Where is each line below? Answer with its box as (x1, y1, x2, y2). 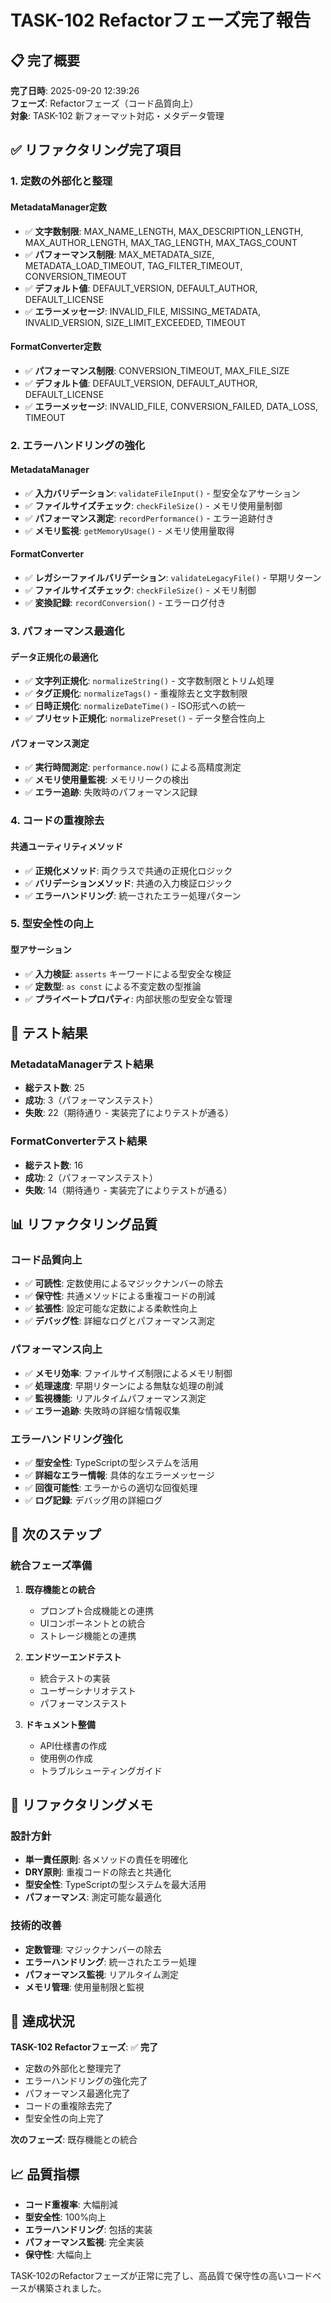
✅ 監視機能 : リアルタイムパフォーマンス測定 (24, 1392, 207, 1404)
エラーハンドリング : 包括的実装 (24, 2224, 153, 2236)
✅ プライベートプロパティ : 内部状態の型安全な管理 (24, 992, 233, 1005)
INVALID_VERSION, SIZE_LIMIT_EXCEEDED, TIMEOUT (24, 316, 247, 328)
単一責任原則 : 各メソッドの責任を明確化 (24, 1854, 188, 1866)
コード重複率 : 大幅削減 (24, 2199, 118, 2211)
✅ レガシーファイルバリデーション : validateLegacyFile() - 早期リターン (24, 572, 322, 584)
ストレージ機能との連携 (39, 1629, 137, 1641)
